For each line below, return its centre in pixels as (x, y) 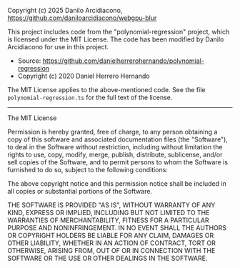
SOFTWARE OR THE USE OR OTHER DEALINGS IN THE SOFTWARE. (107, 258)
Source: (29, 61)
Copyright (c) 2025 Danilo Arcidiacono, (65, 10)
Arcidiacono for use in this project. (58, 47)
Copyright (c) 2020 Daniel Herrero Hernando (84, 76)
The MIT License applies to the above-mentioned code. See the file (106, 90)
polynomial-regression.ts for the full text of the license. (90, 97)
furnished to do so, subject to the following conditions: (87, 170)
